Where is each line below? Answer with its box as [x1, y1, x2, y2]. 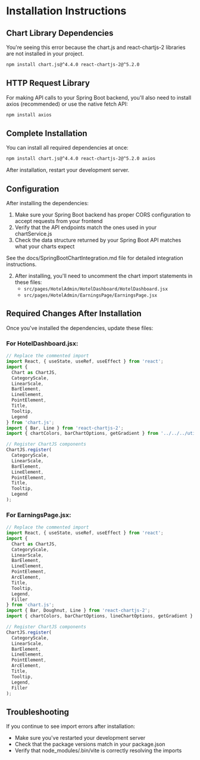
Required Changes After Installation [6, 308, 142, 319]
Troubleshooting [6, 707, 70, 717]
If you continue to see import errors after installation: [6, 723, 136, 730]
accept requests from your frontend [14, 218, 103, 225]
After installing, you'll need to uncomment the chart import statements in [14, 273, 193, 280]
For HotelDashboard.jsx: [6, 339, 79, 347]
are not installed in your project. [6, 50, 85, 57]
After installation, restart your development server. [6, 166, 130, 174]
